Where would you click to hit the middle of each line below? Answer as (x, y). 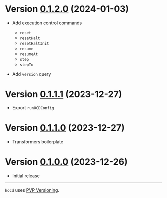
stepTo (27, 65)
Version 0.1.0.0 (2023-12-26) (66, 162)
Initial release (26, 176)
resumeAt (29, 54)
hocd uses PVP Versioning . (32, 190)
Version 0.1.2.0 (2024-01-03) (67, 9)
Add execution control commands (47, 23)
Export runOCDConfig (33, 107)
